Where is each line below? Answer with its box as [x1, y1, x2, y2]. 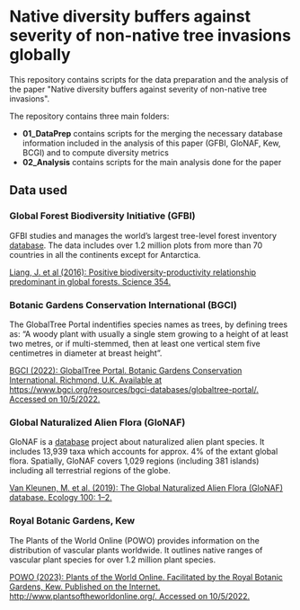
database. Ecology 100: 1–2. [9, 492, 112, 503]
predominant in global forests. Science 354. [9, 276, 172, 287]
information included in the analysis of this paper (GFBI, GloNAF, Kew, [22, 137, 281, 148]
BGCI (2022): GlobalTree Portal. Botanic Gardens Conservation [9, 365, 243, 376]
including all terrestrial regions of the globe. [9, 465, 171, 476]
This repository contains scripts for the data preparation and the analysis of [9, 74, 289, 84]
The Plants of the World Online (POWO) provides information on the [9, 535, 260, 545]
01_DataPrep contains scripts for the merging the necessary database [22, 128, 283, 138]
